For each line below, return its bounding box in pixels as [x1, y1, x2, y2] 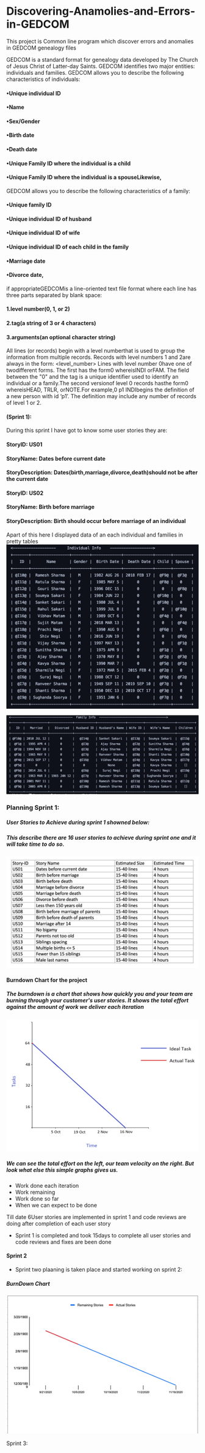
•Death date [6, 145, 38, 153]
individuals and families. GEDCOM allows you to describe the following [6, 69, 184, 76]
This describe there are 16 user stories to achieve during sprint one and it [6, 834, 196, 842]
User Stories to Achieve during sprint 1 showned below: [6, 819, 150, 826]
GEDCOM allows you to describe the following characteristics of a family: [6, 187, 190, 194]
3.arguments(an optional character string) [6, 333, 116, 341]
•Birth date [6, 132, 35, 139]
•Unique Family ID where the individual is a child [6, 159, 131, 167]
